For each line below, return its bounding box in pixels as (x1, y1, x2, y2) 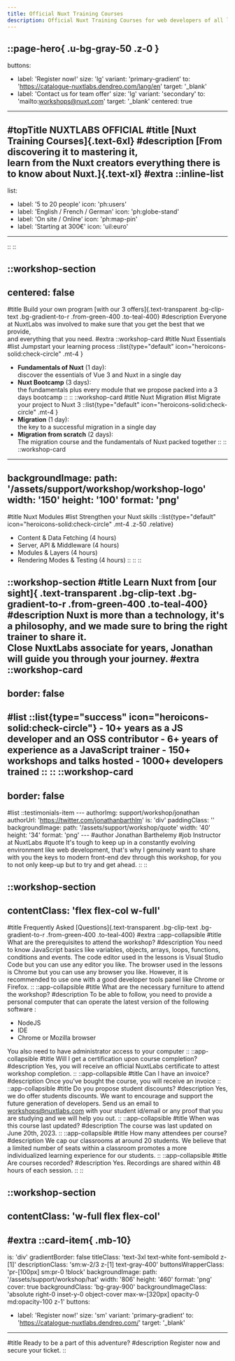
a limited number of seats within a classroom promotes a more (7, 1144, 187, 1152)
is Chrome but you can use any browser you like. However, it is (7, 968, 189, 976)
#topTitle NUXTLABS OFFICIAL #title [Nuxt (7, 124, 197, 136)
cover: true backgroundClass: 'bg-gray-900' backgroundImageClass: (7, 1283, 208, 1291)
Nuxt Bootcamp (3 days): (17, 378, 92, 387)
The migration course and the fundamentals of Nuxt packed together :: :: (17, 438, 227, 446)
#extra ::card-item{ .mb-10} (7, 1234, 131, 1246)
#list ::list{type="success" (7, 712, 127, 724)
